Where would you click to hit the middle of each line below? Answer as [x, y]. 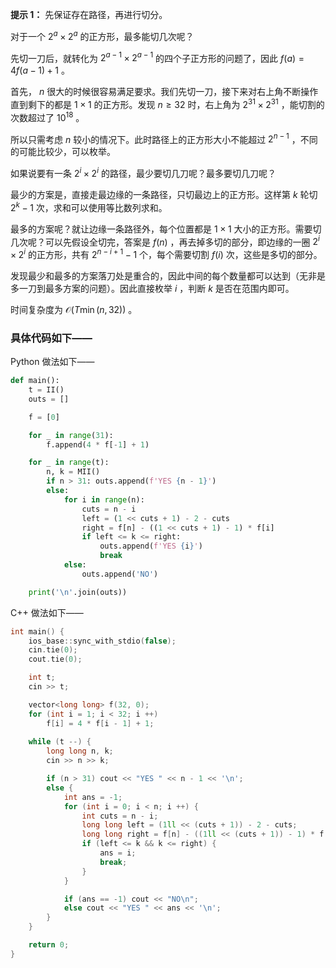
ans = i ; [118, 853]
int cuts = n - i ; [120, 816]
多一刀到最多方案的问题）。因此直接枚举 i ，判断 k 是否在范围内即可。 [152, 288]
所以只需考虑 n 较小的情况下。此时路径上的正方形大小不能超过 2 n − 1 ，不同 [164, 138]
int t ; [42, 678]
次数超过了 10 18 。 [47, 116]
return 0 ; [49, 945]
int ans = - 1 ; [93, 797]
